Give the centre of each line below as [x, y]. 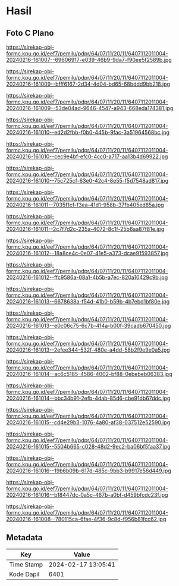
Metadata [24, 538]
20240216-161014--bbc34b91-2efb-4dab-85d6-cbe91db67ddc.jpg [88, 398]
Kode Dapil [24, 574]
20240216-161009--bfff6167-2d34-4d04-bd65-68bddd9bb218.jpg [88, 84]
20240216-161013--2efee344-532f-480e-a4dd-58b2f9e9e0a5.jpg [88, 350]
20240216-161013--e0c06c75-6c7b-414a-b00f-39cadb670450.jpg [89, 326]
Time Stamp [26, 565]
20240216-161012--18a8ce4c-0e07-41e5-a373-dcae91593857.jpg [87, 253]
